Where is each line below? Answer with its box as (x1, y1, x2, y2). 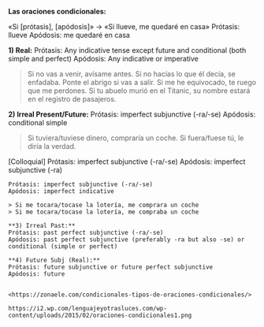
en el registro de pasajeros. (27, 95, 117, 103)
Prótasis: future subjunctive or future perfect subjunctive (8, 263, 214, 271)
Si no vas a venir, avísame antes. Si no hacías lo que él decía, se (27, 69, 236, 78)
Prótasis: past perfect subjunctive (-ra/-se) (8, 229, 164, 236)
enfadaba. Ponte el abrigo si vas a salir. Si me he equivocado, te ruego (27, 78, 257, 87)
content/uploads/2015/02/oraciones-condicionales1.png (8, 311, 192, 319)
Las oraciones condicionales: (8, 7, 106, 16)
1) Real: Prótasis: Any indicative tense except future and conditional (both (8, 46, 247, 54)
